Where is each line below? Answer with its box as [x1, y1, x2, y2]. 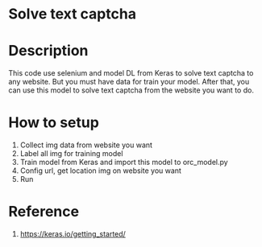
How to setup [8, 113, 99, 132]
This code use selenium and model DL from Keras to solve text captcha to [8, 68, 254, 78]
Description [8, 42, 89, 60]
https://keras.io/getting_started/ [19, 229, 127, 238]
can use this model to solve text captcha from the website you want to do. [8, 85, 254, 95]
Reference [8, 203, 79, 221]
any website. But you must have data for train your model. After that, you [8, 77, 250, 87]
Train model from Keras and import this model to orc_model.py [19, 158, 228, 167]
